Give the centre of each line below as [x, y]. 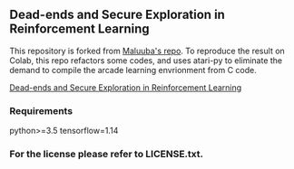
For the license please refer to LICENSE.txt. [107, 155]
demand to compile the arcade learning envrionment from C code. [133, 70]
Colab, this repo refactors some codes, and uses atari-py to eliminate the [146, 60]
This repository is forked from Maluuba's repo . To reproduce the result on [147, 51]
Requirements [41, 110]
